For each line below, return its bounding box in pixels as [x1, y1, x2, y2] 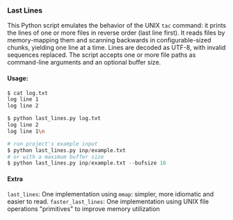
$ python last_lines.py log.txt [7, 115, 101, 122]
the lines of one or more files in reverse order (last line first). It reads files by [7, 28, 225, 37]
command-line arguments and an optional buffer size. [7, 58, 161, 67]
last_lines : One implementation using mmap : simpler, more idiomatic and [7, 190, 214, 198]
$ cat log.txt [7, 90, 49, 96]
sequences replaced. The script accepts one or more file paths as [7, 51, 196, 59]
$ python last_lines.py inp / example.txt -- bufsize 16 [7, 160, 167, 167]
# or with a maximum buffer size [7, 153, 104, 160]
